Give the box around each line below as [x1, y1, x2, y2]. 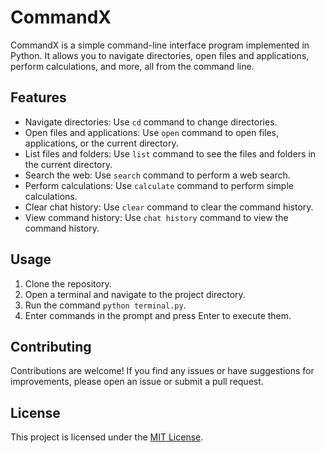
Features [10, 89, 67, 106]
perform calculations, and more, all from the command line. [10, 60, 255, 72]
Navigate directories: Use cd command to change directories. [24, 116, 278, 128]
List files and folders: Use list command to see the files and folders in [24, 147, 317, 160]
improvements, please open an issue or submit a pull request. [10, 376, 264, 388]
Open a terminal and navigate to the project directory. [24, 288, 246, 300]
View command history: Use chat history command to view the [24, 211, 289, 223]
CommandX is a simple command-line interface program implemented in [10, 39, 310, 51]
